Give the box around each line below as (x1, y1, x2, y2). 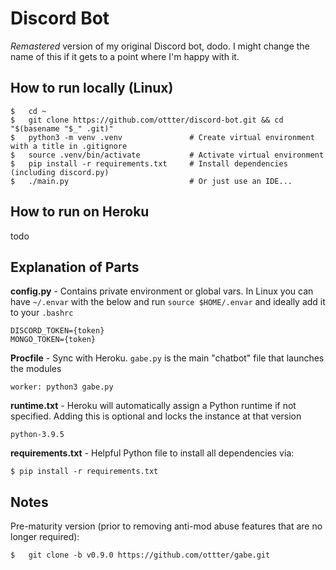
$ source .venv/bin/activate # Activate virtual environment (10, 150, 325, 160)
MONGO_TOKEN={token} (10, 335, 97, 345)
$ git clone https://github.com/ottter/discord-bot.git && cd (10, 115, 284, 125)
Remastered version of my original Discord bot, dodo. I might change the (10, 40, 310, 52)
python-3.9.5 (10, 430, 65, 440)
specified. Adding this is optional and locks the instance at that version (10, 410, 302, 422)
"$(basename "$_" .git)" (10, 123, 114, 134)
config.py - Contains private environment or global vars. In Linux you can (10, 285, 314, 297)
